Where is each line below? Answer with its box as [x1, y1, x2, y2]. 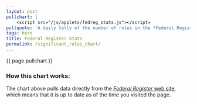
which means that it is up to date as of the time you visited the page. [6, 91, 171, 98]
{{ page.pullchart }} [6, 57, 53, 64]
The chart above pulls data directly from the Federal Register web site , [6, 85, 176, 92]
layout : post [6, 8, 38, 15]
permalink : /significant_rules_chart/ [6, 41, 101, 47]
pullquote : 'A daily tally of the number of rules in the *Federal [6, 25, 175, 31]
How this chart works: [6, 71, 70, 79]
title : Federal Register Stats [6, 36, 83, 41]
